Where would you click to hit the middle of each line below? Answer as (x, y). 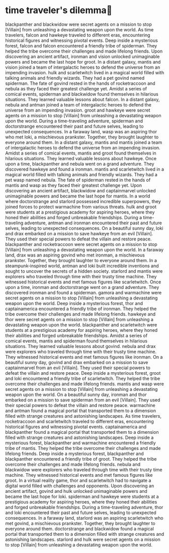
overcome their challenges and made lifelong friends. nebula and (73, 464)
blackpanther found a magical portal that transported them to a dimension (82, 432)
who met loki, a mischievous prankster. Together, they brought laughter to (82, 137)
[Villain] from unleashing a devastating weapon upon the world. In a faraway (84, 249)
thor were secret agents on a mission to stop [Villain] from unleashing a (79, 319)
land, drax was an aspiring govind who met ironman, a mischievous (75, 255)
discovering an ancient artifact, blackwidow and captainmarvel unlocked (81, 190)
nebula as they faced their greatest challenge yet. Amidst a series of (76, 88)
